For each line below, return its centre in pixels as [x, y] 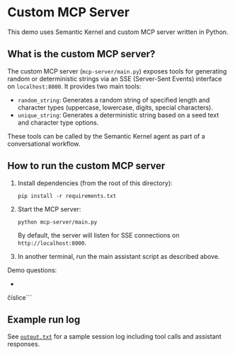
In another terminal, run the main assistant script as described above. [119, 256]
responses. [24, 344]
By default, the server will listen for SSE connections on [98, 235]
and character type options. [58, 122]
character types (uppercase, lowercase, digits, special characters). [115, 107]
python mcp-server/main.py [57, 222]
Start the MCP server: [49, 209]
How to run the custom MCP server [86, 166]
